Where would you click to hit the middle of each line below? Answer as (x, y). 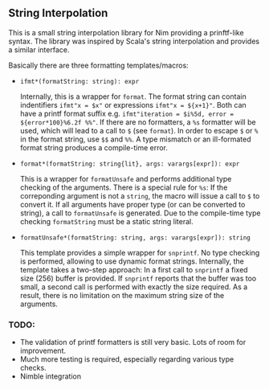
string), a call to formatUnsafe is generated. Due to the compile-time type (140, 213)
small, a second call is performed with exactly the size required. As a (134, 287)
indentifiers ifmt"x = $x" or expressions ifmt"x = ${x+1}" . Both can (133, 104)
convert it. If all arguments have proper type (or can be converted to (132, 204)
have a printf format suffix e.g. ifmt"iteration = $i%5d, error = (127, 113)
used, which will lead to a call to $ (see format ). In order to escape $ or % (139, 130)
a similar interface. (39, 49)
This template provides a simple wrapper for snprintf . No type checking (140, 252)
